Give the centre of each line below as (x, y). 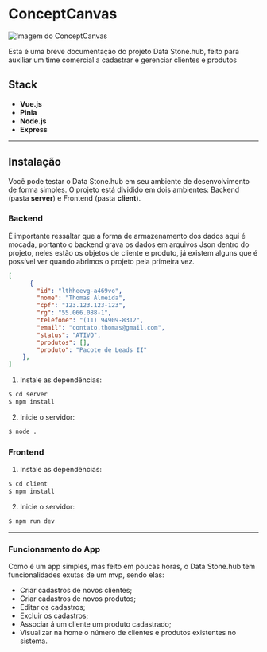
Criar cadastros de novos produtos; (78, 599)
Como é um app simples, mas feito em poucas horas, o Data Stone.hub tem (132, 567)
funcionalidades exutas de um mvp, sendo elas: (86, 575)
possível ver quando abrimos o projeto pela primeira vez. (101, 261)
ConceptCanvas (63, 14)
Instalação (35, 162)
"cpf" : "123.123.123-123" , (81, 306)
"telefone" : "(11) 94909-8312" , (91, 320)
